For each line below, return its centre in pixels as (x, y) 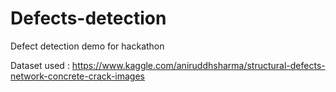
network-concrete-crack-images (77, 76)
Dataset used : (40, 65)
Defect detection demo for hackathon (87, 46)
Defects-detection (88, 18)
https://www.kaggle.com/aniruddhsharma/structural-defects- (198, 65)
